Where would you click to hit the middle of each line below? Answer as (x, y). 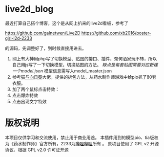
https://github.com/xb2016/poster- (116, 33)
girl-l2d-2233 (19, 38)
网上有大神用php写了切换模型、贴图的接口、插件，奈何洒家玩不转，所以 (84, 58)
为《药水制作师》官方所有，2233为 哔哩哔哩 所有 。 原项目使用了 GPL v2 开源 (82, 143)
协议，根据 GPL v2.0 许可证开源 (37, 150)
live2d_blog (29, 9)
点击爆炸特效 (25, 95)
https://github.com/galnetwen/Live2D (43, 33)
